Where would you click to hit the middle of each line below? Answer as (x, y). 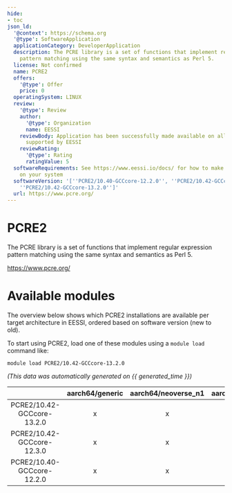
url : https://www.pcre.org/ (54, 194)
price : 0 (32, 91)
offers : (25, 78)
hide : (15, 14)
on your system (41, 174)
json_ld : (20, 26)
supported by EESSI (53, 143)
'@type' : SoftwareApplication (57, 39)
